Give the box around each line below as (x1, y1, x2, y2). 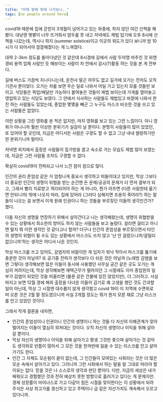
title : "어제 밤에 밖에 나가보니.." (5, 7, 69, 12)
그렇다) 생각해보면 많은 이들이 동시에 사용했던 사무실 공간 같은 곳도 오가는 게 (10, 261, 155, 267)
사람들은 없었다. (10, 107, 40, 113)
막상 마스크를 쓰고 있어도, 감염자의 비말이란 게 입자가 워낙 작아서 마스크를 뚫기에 (5, 249, 157, 255)
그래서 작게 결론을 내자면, (5, 308, 54, 314)
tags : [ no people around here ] (5, 12, 69, 17)
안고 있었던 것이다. (10, 298, 45, 303)
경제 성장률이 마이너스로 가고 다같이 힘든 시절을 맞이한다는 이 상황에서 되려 (12, 379, 154, 385)
